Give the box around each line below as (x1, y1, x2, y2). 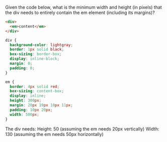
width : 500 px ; (10, 112, 39, 117)
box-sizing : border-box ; (10, 52, 62, 57)
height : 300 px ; (10, 98, 42, 103)
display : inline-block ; (10, 56, 59, 62)
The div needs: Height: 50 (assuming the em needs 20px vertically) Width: (5, 125, 159, 132)
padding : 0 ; (10, 65, 35, 71)
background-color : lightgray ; (10, 42, 73, 47)
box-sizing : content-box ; (10, 89, 64, 94)
